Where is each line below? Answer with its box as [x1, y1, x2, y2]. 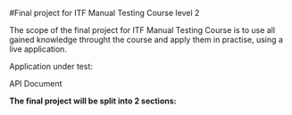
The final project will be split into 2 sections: [9, 95, 177, 106]
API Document [9, 78, 63, 88]
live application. [9, 44, 67, 54]
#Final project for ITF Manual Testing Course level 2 [9, 8, 200, 18]
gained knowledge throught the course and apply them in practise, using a [9, 35, 284, 45]
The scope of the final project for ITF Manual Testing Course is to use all [9, 25, 275, 35]
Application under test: [9, 62, 94, 71]
